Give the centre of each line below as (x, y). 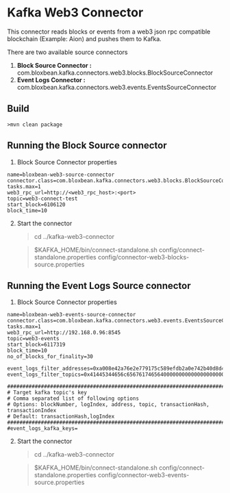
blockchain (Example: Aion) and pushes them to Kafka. (85, 38)
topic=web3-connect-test (42, 199)
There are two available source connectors (67, 52)
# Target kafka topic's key (47, 393)
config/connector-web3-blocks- (144, 257)
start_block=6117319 (37, 345)
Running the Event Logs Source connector (99, 286)
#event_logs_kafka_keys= (42, 429)
